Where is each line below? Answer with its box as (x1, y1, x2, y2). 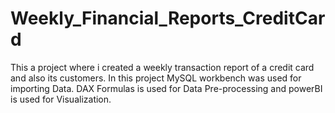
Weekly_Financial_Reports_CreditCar (10, 7, 326, 30)
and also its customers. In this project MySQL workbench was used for (10, 72, 302, 84)
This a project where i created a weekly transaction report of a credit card (10, 61, 315, 73)
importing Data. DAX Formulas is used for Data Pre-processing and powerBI (10, 82, 323, 94)
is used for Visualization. (10, 93, 112, 105)
